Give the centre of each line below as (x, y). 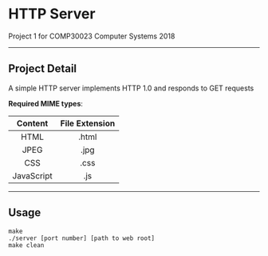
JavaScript (33, 175)
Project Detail (43, 69)
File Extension (88, 123)
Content (32, 123)
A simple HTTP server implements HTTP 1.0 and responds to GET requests (131, 88)
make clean (26, 245)
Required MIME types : (46, 103)
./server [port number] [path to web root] (82, 238)
